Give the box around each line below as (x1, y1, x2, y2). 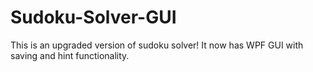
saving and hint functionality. (10, 49, 130, 61)
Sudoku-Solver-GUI (10, 6, 177, 29)
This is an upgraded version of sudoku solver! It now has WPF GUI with (10, 39, 304, 51)
